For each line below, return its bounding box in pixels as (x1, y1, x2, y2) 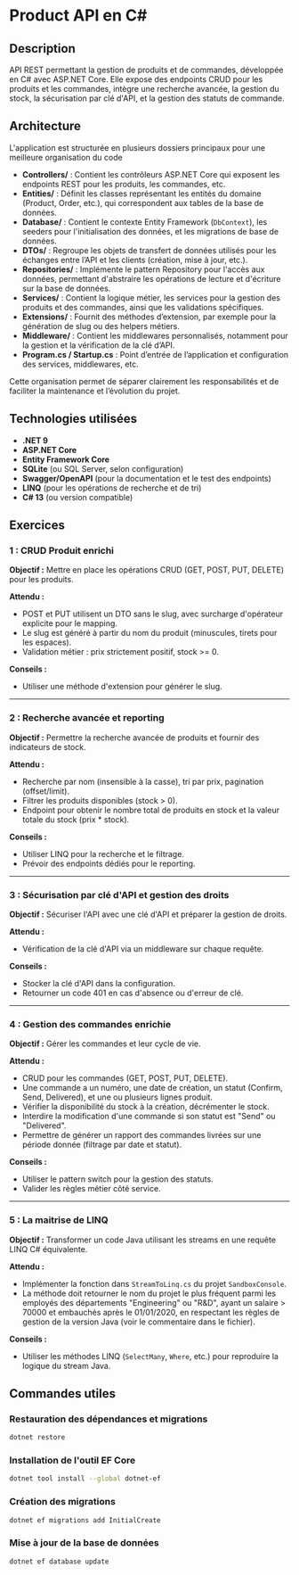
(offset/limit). (21, 786, 69, 796)
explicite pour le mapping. (21, 618, 118, 629)
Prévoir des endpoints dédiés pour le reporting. (21, 858, 196, 869)
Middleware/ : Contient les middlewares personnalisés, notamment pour (21, 330, 288, 341)
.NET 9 (21, 434, 49, 446)
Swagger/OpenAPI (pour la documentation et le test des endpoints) (21, 473, 271, 483)
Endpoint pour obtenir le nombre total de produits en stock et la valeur (21, 804, 280, 815)
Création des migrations (9, 1496, 116, 1508)
